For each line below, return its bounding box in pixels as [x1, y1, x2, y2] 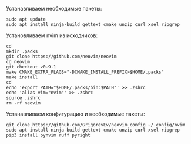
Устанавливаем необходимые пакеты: [6, 5, 102, 12]
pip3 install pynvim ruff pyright [6, 132, 91, 138]
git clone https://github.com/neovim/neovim [6, 54, 117, 60]
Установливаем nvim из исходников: [6, 32, 98, 39]
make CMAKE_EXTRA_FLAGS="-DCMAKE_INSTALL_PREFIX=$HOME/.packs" [6, 69, 165, 75]
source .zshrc [6, 95, 41, 101]
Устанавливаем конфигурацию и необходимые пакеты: [6, 110, 145, 117]
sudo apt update [6, 17, 46, 22]
